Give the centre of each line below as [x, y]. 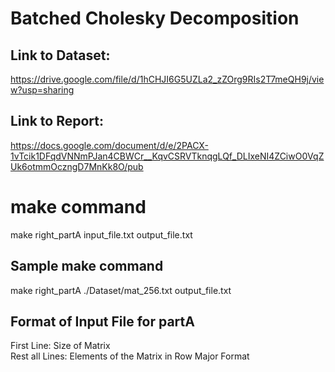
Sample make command [87, 266]
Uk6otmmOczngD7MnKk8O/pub [77, 166]
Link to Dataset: [60, 55]
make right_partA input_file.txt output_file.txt [101, 234]
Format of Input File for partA [102, 321]
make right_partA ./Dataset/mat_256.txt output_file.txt [121, 290]
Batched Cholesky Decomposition [155, 18]
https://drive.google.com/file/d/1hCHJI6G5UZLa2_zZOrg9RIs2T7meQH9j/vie [167, 79]
